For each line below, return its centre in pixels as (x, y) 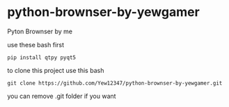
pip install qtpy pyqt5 (42, 57)
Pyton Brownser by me (40, 31)
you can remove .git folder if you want (62, 96)
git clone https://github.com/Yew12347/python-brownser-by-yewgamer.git (115, 83)
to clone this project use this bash (56, 70)
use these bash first (36, 44)
